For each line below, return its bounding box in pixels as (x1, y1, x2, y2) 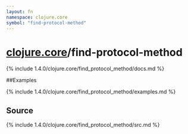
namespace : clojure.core (6, 14, 68, 20)
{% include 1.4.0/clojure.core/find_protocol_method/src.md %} (6, 121, 160, 129)
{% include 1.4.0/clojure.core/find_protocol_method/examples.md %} (6, 88, 176, 95)
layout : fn (6, 8, 33, 15)
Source (6, 105, 34, 116)
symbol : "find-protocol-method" (6, 20, 86, 26)
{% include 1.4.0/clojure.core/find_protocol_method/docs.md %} (6, 65, 165, 72)
